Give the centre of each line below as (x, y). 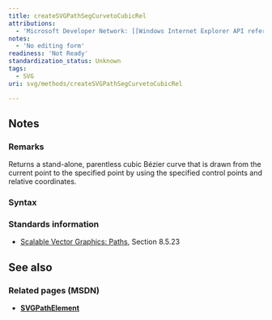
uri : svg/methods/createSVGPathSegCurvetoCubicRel (96, 83)
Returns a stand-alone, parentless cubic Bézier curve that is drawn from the (135, 164)
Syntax (23, 203)
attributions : (32, 23)
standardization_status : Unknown (65, 62)
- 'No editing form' (50, 46)
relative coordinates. (42, 181)
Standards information (54, 224)
